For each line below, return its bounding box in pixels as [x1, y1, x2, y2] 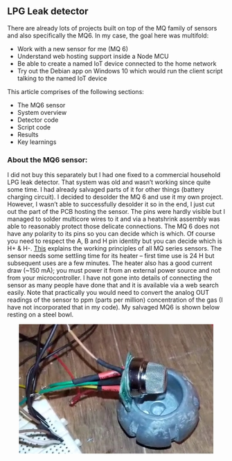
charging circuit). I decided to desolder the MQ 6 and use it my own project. [7, 193, 224, 201]
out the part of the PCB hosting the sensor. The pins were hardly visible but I [7, 208, 225, 216]
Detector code [17, 116, 59, 124]
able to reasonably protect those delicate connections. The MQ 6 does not [7, 222, 220, 230]
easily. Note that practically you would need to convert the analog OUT [7, 289, 210, 297]
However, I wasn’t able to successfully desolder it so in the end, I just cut [7, 200, 215, 208]
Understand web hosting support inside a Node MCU [17, 52, 169, 60]
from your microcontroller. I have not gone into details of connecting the [7, 273, 213, 282]
